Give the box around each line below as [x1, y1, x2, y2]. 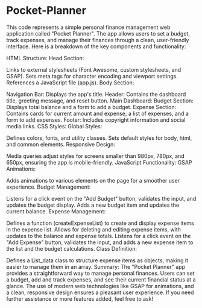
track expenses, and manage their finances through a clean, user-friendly [6, 36, 189, 43]
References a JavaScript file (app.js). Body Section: [6, 79, 134, 86]
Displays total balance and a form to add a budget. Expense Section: [6, 103, 177, 110]
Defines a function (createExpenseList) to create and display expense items [6, 219, 194, 227]
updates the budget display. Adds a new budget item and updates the [6, 201, 180, 209]
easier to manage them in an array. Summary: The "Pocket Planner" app [6, 263, 186, 270]
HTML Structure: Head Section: [6, 54, 84, 61]
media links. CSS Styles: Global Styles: [6, 122, 103, 130]
